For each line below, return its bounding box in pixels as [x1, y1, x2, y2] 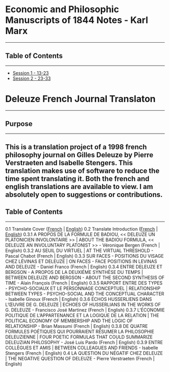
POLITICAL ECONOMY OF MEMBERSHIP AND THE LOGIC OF [5, 318, 133, 324]
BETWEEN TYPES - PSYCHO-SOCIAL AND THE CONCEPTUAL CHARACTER [5, 291, 164, 297]
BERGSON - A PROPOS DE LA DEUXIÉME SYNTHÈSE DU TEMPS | [5, 269, 143, 275]
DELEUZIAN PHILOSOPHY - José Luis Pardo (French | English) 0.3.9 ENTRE [5, 339, 163, 345]
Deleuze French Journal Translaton [5, 93, 156, 105]
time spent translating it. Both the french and [5, 174, 150, 183]
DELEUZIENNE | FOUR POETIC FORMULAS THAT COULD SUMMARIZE [5, 334, 153, 340]
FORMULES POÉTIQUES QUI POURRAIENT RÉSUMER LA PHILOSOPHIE [5, 328, 154, 334]
